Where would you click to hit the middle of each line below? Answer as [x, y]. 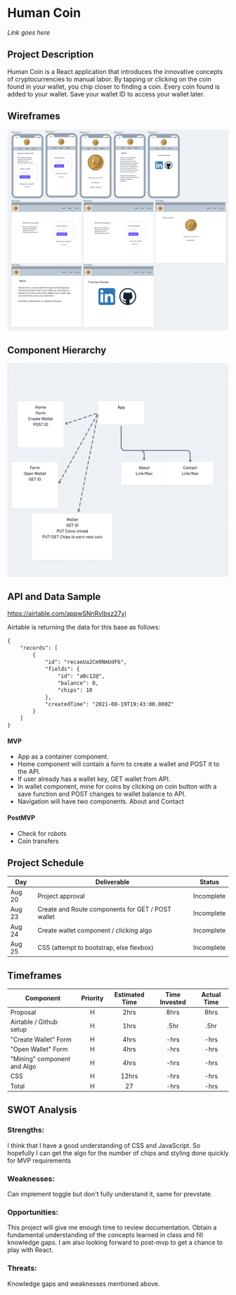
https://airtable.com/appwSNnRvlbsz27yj [67, 613]
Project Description [51, 55]
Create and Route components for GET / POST [105, 909]
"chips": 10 [75, 690]
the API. [29, 772]
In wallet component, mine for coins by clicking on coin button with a [117, 787]
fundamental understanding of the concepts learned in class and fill [105, 1235]
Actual [211, 994]
